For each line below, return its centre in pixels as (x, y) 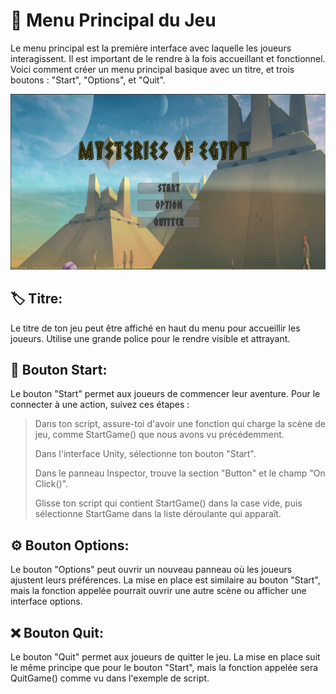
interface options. (46, 601)
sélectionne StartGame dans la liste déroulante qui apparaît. (158, 514)
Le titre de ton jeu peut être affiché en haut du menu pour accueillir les (155, 328)
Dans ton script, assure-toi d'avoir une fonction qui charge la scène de (180, 424)
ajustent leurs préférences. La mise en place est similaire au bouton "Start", (165, 580)
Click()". (51, 484)
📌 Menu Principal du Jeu (113, 20)
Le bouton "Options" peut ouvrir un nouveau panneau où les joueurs (151, 570)
